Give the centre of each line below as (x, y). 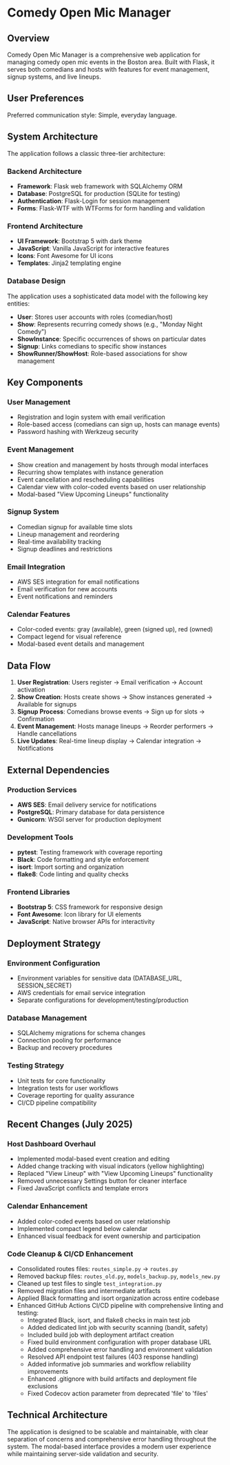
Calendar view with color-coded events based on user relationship (112, 486)
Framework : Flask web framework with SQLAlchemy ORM (100, 186)
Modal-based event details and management (81, 644)
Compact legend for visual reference (69, 637)
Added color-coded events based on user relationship (94, 1221)
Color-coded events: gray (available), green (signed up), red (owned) (115, 629)
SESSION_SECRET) (44, 985)
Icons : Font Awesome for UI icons (65, 256)
